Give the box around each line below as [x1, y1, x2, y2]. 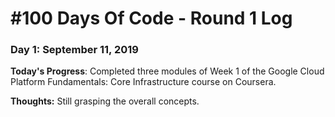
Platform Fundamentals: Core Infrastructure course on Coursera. [10, 76, 277, 88]
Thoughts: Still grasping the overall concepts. [10, 95, 200, 107]
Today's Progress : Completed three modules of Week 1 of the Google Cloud [10, 65, 325, 77]
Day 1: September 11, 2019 [10, 43, 139, 57]
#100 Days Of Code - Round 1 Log [10, 7, 293, 30]
